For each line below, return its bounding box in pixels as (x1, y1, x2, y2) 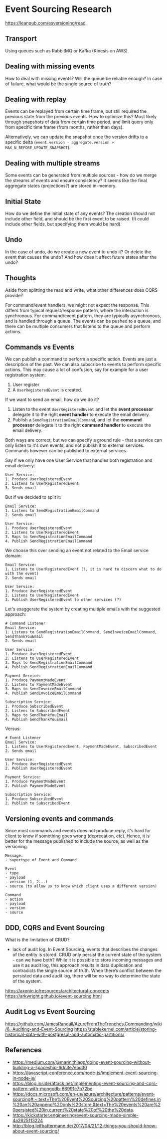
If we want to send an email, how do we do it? (5, 396, 99, 402)
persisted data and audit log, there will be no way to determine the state (12, 973, 161, 979)
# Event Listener (5, 736, 41, 741)
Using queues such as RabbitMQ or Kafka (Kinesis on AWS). (5, 47, 129, 53)
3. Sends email (5, 485, 37, 491)
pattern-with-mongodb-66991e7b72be (12, 1086, 93, 1092)
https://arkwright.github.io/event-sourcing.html (5, 993, 102, 999)
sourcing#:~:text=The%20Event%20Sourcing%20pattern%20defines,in (12, 1096, 161, 1102)
